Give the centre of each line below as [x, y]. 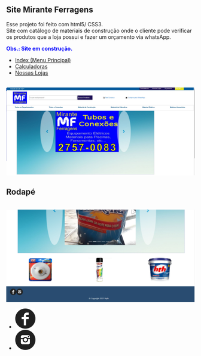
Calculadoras [31, 66]
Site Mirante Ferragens [50, 10]
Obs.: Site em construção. [39, 48]
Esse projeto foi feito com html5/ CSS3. [55, 24]
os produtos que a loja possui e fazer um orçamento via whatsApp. [89, 37]
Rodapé [21, 192]
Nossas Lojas [31, 73]
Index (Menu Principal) [43, 60]
